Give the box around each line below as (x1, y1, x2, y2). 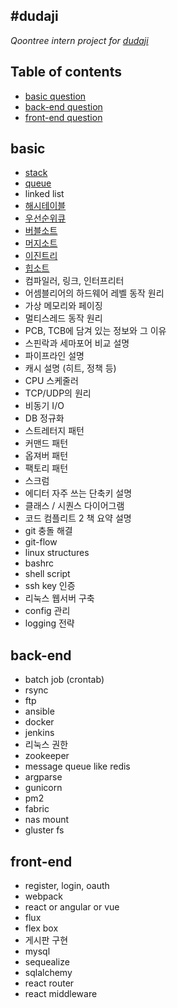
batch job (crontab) (24, 674, 105, 686)
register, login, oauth (24, 880, 110, 892)
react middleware (24, 988, 98, 1000)
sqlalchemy (24, 967, 73, 979)
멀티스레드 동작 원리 (24, 312, 103, 324)
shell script (24, 568, 71, 580)
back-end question (24, 100, 103, 113)
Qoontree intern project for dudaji (10, 34, 149, 46)
